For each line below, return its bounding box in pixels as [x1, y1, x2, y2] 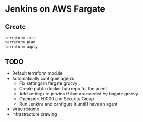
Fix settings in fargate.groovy [19, 81, 78, 86]
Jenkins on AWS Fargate [5, 3, 105, 14]
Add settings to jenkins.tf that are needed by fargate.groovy [19, 91, 139, 97]
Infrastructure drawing [12, 111, 57, 117]
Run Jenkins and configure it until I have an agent [19, 101, 118, 107]
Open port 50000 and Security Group [19, 96, 94, 102]
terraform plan [5, 40, 36, 44]
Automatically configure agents [12, 76, 75, 81]
